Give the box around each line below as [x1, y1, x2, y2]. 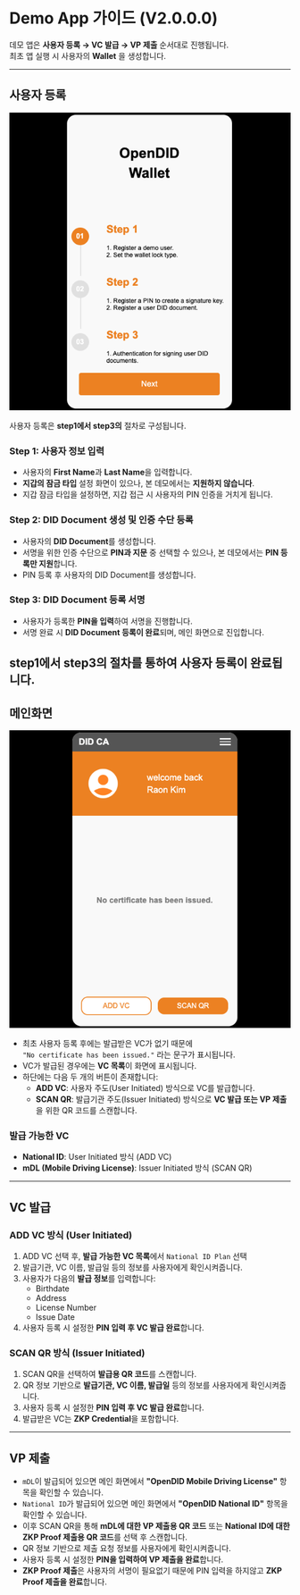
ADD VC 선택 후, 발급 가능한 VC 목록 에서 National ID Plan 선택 [21, 1251, 247, 1262]
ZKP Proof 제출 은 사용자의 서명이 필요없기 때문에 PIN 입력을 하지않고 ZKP [21, 1566, 283, 1576]
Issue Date [35, 1312, 76, 1322]
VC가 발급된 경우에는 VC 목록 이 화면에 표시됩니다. [21, 1061, 197, 1071]
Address [35, 1293, 67, 1304]
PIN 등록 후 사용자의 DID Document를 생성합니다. [21, 569, 196, 580]
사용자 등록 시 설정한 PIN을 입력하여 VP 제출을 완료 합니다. [21, 1554, 224, 1565]
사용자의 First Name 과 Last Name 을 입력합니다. [21, 466, 193, 478]
